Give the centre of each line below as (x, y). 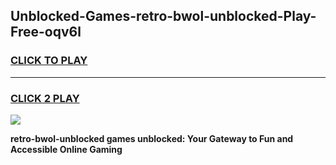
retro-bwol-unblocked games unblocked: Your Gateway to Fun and (152, 138)
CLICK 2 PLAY (45, 98)
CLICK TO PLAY (49, 61)
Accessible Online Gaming (66, 149)
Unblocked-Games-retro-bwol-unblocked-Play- (163, 16)
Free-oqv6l (46, 32)
